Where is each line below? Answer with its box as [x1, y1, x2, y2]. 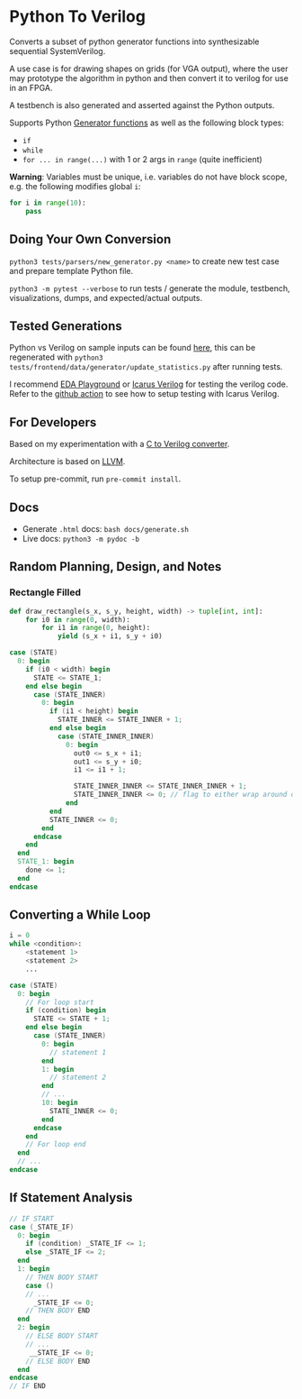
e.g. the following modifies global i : [9, 180, 141, 191]
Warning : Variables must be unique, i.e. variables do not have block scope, [9, 171, 288, 182]
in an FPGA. [9, 82, 53, 93]
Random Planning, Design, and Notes [9, 559, 222, 574]
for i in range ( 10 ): [9, 198, 87, 207]
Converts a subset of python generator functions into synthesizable [9, 36, 260, 47]
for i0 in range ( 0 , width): [25, 615, 130, 624]
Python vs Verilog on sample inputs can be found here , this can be [9, 343, 256, 353]
